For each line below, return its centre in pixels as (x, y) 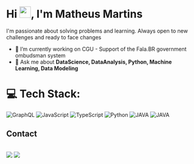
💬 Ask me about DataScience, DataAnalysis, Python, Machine (93, 62)
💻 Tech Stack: (43, 94)
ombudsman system (40, 55)
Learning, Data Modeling (46, 68)
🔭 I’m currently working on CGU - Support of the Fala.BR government (101, 49)
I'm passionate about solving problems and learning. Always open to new (97, 31)
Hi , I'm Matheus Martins (74, 14)
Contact (22, 134)
